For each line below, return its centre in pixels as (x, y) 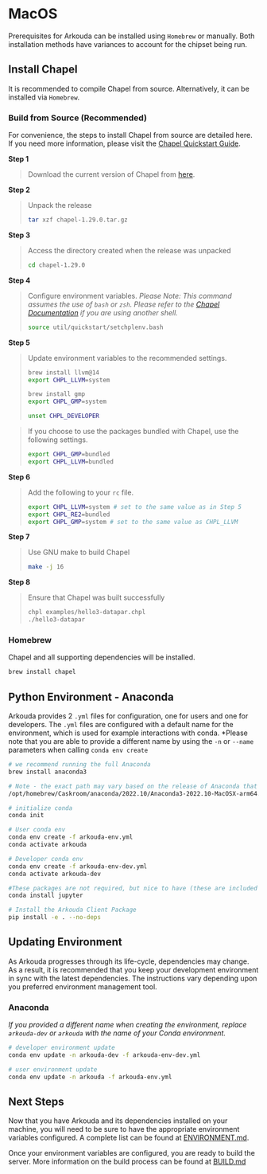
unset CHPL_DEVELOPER (63, 416)
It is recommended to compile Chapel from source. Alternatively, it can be (129, 88)
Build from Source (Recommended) (77, 118)
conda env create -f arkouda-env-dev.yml (78, 866)
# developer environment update (62, 1048)
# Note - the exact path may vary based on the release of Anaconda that (133, 786)
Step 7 (19, 537)
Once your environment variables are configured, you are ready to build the (132, 1153)
